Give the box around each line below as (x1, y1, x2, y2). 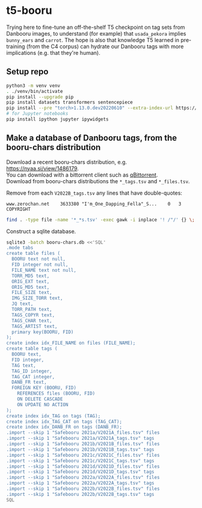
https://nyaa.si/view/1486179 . (6, 165, 79, 172)
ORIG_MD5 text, (11, 284, 50, 290)
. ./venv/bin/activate (6, 88, 63, 94)
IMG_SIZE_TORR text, (11, 295, 63, 301)
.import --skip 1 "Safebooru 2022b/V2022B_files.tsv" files (6, 486, 161, 492)
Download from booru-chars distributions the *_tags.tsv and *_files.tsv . (6, 177, 191, 184)
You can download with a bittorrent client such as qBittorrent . (6, 171, 158, 178)
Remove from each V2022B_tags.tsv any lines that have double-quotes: (6, 189, 182, 196)
